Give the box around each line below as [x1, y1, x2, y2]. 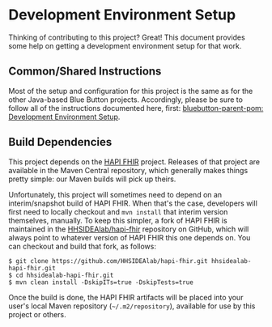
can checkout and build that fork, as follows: [8, 241, 156, 251]
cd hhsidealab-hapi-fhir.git [15, 271, 114, 279]
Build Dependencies [8, 135, 113, 149]
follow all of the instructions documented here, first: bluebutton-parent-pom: [8, 103, 264, 113]
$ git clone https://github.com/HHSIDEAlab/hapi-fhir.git [8, 257, 208, 265]
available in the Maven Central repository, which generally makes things [8, 165, 249, 175]
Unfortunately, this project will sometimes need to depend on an [8, 189, 223, 199]
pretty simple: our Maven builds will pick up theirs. [8, 174, 176, 184]
